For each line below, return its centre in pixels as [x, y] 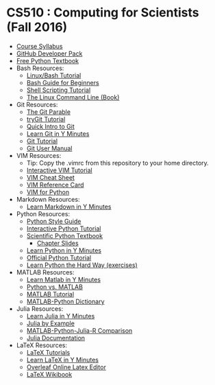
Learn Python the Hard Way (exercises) [82, 265]
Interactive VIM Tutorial [60, 170]
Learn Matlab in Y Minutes [63, 279]
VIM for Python [48, 192]
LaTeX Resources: [42, 345]
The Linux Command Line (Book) [73, 97]
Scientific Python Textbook [65, 235]
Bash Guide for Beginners [63, 82]
